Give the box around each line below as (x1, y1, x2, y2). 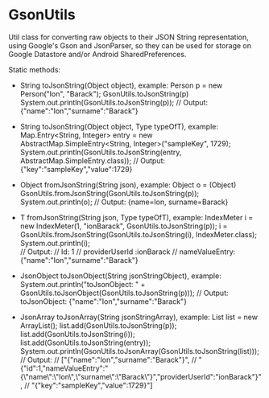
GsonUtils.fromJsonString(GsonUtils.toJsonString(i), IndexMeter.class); (19, 229, 258, 239)
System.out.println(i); (19, 238, 90, 248)
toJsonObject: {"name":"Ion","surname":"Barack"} (19, 296, 188, 306)
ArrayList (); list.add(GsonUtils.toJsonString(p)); (19, 320, 177, 330)
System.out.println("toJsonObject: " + (19, 279, 146, 289)
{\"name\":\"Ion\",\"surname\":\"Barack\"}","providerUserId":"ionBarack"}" (19, 371, 262, 381)
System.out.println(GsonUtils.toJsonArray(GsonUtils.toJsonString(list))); (19, 346, 260, 355)
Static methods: (8, 64, 61, 74)
